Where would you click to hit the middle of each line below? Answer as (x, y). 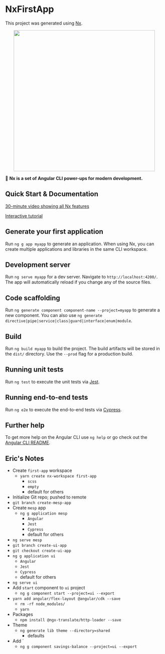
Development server (38, 265)
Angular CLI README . (28, 443)
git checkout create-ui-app (42, 551)
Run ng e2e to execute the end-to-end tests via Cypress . (63, 409)
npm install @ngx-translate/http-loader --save (70, 620)
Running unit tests (34, 370)
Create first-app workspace (42, 470)
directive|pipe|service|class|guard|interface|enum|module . (69, 321)
